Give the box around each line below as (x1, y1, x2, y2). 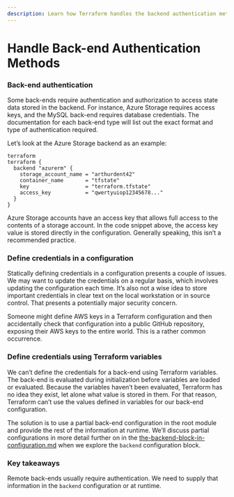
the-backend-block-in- (139, 433, 205, 442)
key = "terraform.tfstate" (19, 183, 151, 191)
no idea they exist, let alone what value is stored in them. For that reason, (7, 390, 217, 399)
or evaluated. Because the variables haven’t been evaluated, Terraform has (7, 383, 223, 391)
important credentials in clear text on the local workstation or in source (7, 291, 210, 300)
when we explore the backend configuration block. (58, 440, 201, 449)
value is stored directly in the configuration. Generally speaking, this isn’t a (7, 228, 221, 237)
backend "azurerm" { (13, 165, 73, 172)
